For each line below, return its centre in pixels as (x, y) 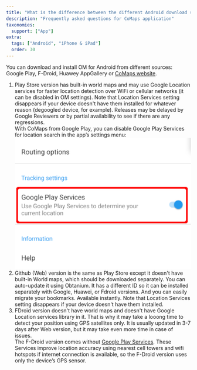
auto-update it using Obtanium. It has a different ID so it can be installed (101, 286)
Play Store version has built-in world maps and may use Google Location (102, 85)
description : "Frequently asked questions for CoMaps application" (90, 19)
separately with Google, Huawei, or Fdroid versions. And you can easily (101, 292)
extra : (14, 37)
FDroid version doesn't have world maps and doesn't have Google (94, 311)
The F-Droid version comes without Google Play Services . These (93, 342)
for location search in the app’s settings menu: (70, 135)
